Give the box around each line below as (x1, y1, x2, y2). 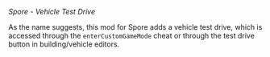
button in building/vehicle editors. (8, 39, 120, 49)
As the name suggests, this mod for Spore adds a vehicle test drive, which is (8, 22, 263, 31)
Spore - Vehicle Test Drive (8, 7, 95, 16)
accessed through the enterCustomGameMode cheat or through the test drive (8, 31, 255, 40)
